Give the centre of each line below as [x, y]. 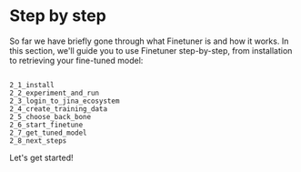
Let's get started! [42, 157]
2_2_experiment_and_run [55, 93]
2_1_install [32, 85]
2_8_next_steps [38, 141]
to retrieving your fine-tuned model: [76, 60]
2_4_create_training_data [58, 109]
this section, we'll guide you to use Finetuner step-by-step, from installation [151, 50]
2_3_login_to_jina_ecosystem [65, 101]
